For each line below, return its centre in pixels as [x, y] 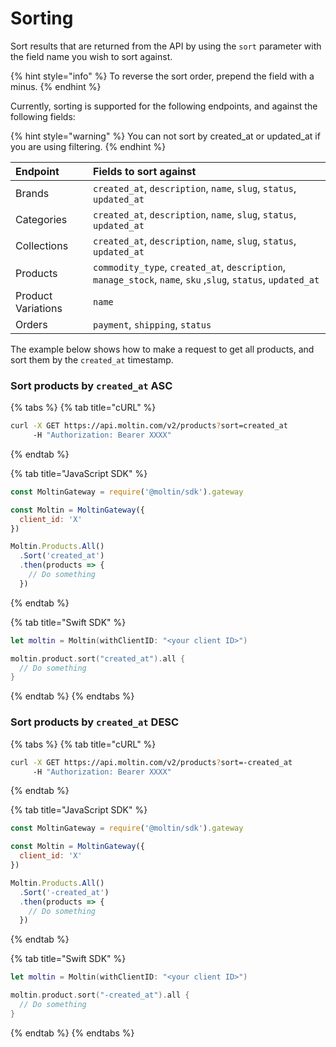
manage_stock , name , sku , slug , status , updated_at [206, 279]
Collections [42, 245]
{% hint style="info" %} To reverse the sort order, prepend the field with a [162, 76]
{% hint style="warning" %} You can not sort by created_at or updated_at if [165, 136]
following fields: [43, 116]
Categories [41, 219]
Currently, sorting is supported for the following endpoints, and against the [164, 106]
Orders [31, 324]
